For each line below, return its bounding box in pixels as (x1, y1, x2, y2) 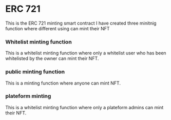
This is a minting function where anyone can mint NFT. (5, 80, 121, 86)
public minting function (5, 68, 65, 75)
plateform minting (5, 93, 51, 100)
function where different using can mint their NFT (5, 25, 110, 31)
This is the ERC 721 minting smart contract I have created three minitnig (5, 20, 157, 26)
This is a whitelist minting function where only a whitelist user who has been (5, 50, 166, 56)
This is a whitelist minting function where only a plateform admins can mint (5, 104, 164, 110)
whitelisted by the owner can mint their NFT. (5, 55, 99, 62)
